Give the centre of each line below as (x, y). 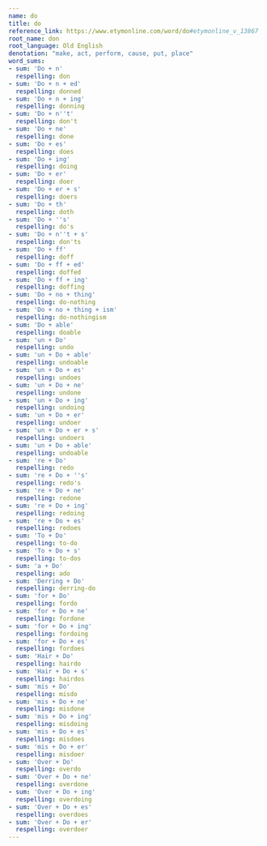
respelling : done (45, 136)
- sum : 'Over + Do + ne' (50, 777)
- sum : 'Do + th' (38, 204)
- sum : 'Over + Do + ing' (52, 792)
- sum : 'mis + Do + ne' (49, 702)
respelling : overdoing (54, 799)
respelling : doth (45, 211)
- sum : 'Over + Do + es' (50, 807)
